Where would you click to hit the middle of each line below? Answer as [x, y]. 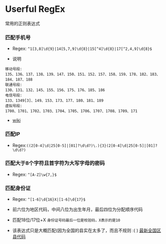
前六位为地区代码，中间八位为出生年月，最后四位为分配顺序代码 [77, 209]
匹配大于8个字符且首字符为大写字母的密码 [55, 163]
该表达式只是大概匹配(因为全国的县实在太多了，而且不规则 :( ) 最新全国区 [86, 231]
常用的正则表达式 [23, 23]
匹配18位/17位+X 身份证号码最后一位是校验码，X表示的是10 [66, 220]
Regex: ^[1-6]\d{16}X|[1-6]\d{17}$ [49, 199]
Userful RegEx [35, 9]
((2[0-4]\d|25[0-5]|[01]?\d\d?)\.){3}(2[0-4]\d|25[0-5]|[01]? [92, 146]
